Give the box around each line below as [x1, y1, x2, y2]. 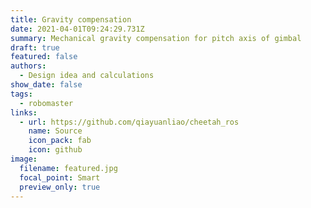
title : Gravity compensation [10, 14, 132, 25]
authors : [10, 61, 47, 71]
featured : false [10, 52, 78, 62]
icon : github [28, 145, 83, 155]
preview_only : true [19, 182, 101, 192]
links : [10, 107, 38, 118]
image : [10, 154, 38, 164]
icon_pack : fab [28, 136, 92, 146]
